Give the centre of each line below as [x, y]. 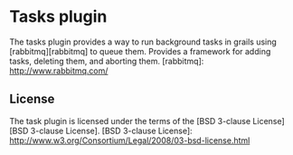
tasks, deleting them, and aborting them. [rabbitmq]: [107, 61]
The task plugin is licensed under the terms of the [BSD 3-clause [130, 121]
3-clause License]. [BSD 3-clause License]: [111, 131]
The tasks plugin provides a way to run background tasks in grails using [143, 42]
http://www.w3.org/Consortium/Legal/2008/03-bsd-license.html [130, 140]
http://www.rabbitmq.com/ [59, 71]
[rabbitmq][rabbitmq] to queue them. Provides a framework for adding [140, 51]
